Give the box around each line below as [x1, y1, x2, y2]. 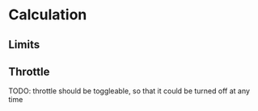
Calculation [8, 6, 87, 24]
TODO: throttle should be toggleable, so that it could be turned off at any [8, 86, 251, 96]
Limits [8, 38, 40, 51]
